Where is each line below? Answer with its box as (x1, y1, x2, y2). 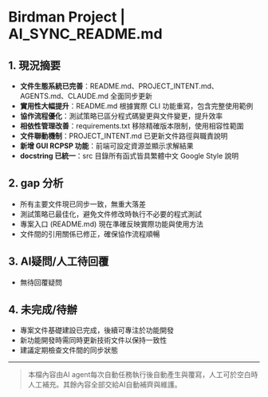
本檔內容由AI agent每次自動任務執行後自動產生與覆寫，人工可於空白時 (27, 370, 258, 379)
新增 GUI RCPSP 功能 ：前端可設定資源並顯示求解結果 (19, 141, 194, 151)
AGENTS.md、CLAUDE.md (19, 92, 109, 100)
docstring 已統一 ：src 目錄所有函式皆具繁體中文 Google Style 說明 (19, 151, 239, 160)
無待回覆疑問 (19, 277, 62, 287)
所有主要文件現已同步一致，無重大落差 (19, 199, 146, 209)
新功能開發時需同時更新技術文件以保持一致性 (19, 336, 167, 345)
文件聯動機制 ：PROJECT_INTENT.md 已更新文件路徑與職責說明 (19, 132, 228, 140)
